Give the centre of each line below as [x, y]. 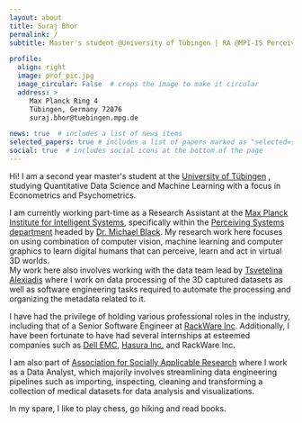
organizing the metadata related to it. [78, 299]
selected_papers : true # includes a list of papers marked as [128, 142]
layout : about [36, 18]
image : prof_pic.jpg [56, 76]
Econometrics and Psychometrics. [73, 195]
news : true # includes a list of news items [96, 134]
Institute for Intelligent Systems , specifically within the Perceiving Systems [147, 222]
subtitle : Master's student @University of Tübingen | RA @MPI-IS [136, 43]
